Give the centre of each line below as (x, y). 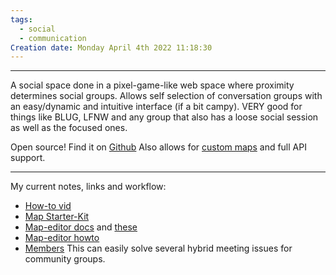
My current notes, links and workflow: (88, 187)
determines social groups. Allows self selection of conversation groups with (166, 96)
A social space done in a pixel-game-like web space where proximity (152, 85)
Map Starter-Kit (57, 217)
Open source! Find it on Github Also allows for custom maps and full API (158, 147)
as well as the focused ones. (69, 128)
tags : (21, 19)
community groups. (65, 259)
